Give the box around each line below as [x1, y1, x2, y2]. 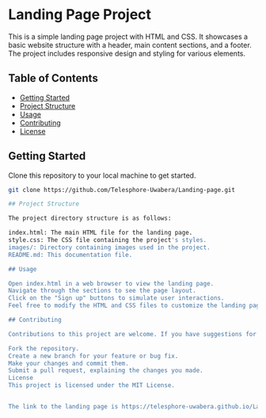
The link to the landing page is [8, 403, 119, 411]
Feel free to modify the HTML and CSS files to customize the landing [8, 301, 246, 310]
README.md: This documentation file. [8, 251, 133, 259]
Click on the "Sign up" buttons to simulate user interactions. [8, 294, 225, 302]
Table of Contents [8, 71, 99, 85]
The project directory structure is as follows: [8, 214, 172, 223]
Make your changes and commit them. [8, 359, 129, 367]
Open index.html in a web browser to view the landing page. [8, 279, 215, 287]
